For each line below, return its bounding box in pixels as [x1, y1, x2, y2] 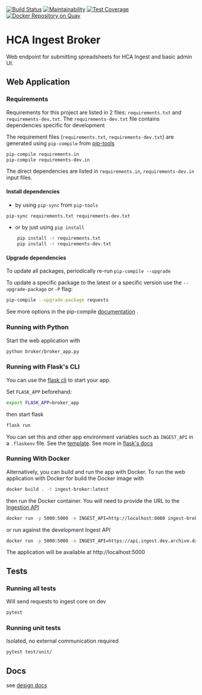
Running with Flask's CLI [6, 363, 80, 371]
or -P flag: [47, 285, 73, 293]
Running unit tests [6, 623, 61, 632]
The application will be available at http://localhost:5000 [6, 549, 145, 556]
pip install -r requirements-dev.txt [17, 241, 112, 247]
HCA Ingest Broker [6, 33, 101, 47]
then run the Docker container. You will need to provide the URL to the [6, 497, 180, 504]
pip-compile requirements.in [6, 151, 79, 157]
